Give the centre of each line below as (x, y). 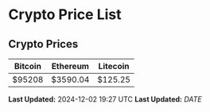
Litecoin (114, 66)
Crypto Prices (43, 44)
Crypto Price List (65, 15)
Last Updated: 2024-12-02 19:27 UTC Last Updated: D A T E (105, 99)
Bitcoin (28, 66)
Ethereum (70, 66)
